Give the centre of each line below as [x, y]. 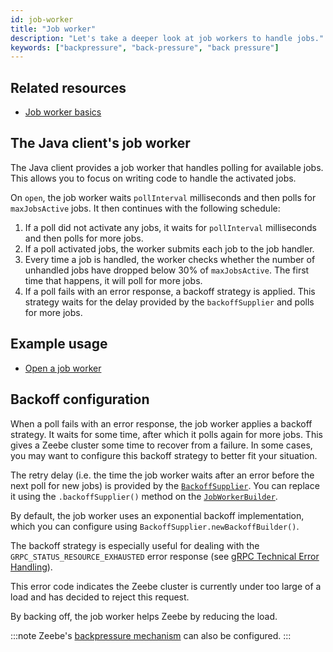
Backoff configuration [80, 399]
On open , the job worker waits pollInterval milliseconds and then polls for [163, 197]
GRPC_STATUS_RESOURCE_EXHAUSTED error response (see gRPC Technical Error [165, 556]
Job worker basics [63, 112]
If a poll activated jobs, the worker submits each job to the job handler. [169, 248]
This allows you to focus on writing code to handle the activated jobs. [153, 178]
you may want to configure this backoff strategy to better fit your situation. [164, 455]
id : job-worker [42, 19]
